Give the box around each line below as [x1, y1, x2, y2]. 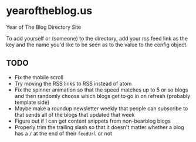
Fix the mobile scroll [14, 73, 63, 80]
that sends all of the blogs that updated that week [14, 111, 135, 118]
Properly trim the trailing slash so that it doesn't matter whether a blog [14, 123, 184, 130]
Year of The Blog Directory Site [6, 23, 81, 31]
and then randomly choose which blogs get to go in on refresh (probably [14, 92, 191, 99]
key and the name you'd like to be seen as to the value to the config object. [6, 41, 188, 48]
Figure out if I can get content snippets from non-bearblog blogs [14, 117, 171, 124]
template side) [14, 99, 50, 106]
